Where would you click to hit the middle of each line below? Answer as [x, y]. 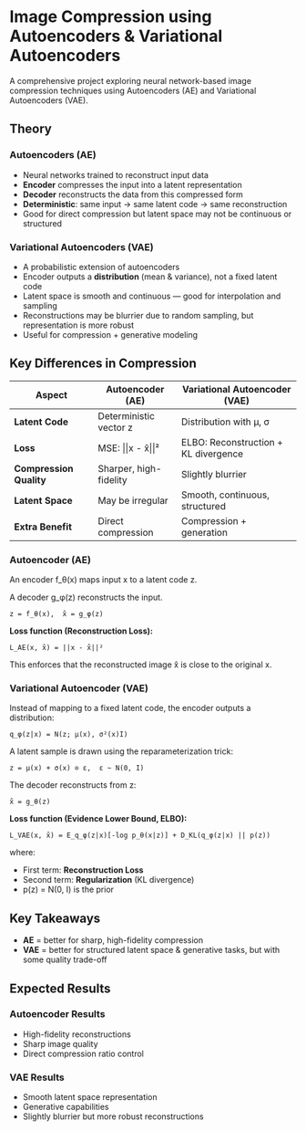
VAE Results [37, 1077]
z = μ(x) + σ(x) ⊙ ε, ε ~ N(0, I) [77, 769]
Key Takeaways [55, 918]
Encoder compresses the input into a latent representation [133, 184]
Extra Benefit [43, 527]
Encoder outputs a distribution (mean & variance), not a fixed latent [150, 277]
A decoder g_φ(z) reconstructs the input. [86, 597]
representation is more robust [78, 325]
